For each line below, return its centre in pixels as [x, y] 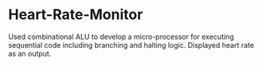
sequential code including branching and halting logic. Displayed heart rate [131, 45]
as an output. [30, 53]
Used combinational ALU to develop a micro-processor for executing [121, 37]
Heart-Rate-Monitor [76, 15]
